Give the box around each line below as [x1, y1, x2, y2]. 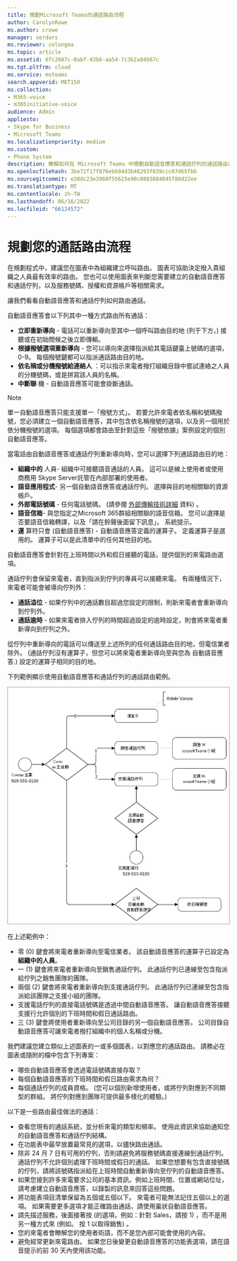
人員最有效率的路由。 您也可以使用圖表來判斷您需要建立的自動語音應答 [19, 272, 226, 281]
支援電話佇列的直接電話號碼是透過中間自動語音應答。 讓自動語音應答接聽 [17, 1000, 230, 1009]
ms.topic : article [7, 49, 61, 56]
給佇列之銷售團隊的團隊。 [17, 973, 92, 982]
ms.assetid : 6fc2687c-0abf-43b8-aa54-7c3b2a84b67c [7, 57, 159, 64]
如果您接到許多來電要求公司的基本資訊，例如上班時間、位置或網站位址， [17, 1175, 228, 1184]
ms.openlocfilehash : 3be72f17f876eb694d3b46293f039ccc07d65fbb [7, 168, 197, 175]
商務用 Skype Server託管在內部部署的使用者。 [17, 474, 152, 482]
